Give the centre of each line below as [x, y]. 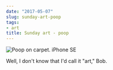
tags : [13, 22]
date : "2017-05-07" [30, 11]
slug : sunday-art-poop [33, 17]
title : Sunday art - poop [37, 33]
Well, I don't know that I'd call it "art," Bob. [57, 61]
